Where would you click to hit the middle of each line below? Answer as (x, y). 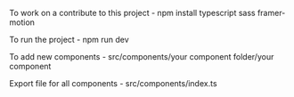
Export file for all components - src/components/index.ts (113, 83)
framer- (271, 13)
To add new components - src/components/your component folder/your (142, 57)
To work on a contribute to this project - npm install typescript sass (132, 13)
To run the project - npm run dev (69, 40)
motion (22, 22)
